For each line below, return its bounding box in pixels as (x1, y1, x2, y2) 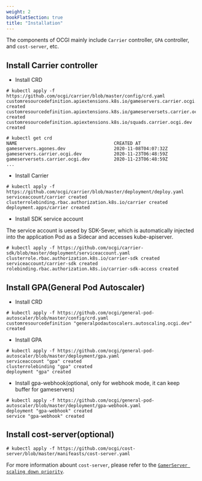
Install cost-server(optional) (6, 429, 115, 440)
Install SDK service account (14, 215, 84, 222)
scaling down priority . (6, 467, 65, 475)
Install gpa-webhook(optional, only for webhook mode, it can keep (14, 379, 180, 387)
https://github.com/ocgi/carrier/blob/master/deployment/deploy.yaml (6, 189, 185, 195)
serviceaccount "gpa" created (6, 358, 82, 364)
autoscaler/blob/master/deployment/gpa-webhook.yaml (6, 403, 141, 409)
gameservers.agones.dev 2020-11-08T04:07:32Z (6, 146, 168, 152)
